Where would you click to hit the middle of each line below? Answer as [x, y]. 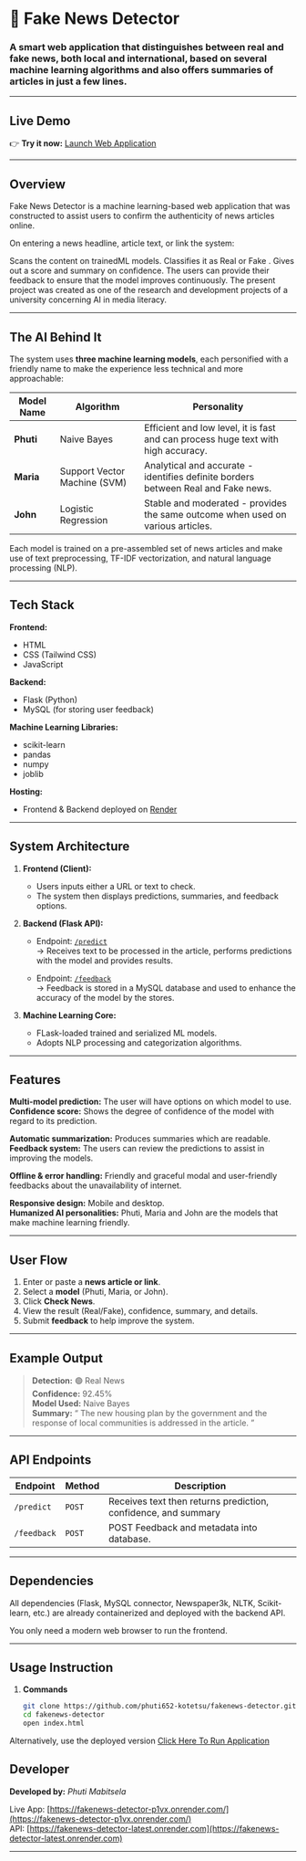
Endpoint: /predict [71, 941]
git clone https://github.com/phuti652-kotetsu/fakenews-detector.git [159, 1707]
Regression [84, 520]
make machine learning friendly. [70, 1223]
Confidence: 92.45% [72, 1393]
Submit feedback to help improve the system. [108, 1321]
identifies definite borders [199, 477]
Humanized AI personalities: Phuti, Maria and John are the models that [144, 1213]
